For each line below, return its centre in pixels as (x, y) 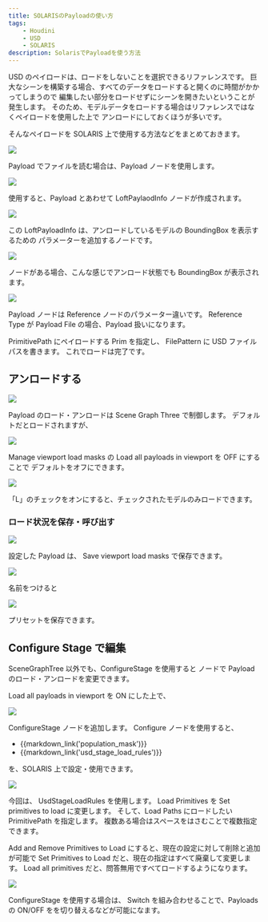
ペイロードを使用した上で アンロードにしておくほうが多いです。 (120, 117)
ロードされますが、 (61, 425)
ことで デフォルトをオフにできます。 (69, 467)
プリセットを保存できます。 (54, 620)
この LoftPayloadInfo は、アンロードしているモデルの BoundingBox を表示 (130, 230)
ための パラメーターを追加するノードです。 (86, 240)
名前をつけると (33, 588)
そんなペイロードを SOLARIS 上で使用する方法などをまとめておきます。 (126, 134)
